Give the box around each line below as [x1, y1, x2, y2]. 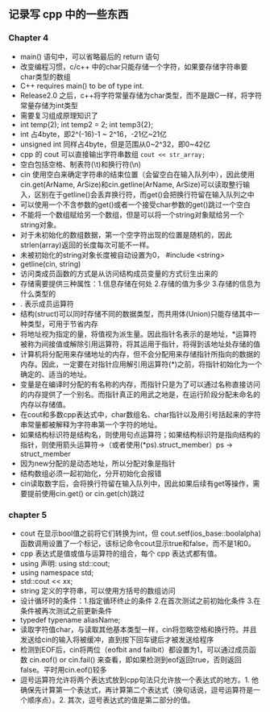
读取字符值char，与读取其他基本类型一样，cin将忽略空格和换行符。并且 [19, 624, 257, 634]
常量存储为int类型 [19, 100, 79, 110]
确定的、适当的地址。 [19, 369, 91, 379]
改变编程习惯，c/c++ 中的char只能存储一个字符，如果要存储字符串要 [19, 61, 248, 71]
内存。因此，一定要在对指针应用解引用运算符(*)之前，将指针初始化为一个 [19, 359, 263, 369]
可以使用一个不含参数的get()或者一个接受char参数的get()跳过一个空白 [19, 200, 251, 209]
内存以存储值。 [19, 399, 70, 409]
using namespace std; [19, 567, 94, 577]
